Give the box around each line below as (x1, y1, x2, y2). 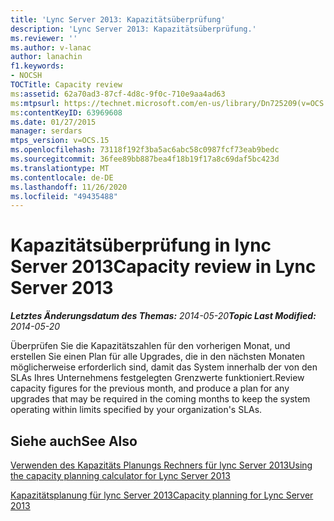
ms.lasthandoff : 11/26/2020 (10, 182, 128, 192)
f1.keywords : (10, 61, 65, 71)
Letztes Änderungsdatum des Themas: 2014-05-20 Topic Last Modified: (10, 310, 317, 322)
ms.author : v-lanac (10, 42, 92, 53)
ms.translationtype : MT (10, 163, 110, 173)
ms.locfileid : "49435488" (10, 191, 118, 201)
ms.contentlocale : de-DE (10, 172, 114, 183)
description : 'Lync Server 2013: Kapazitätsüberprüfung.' (10, 24, 257, 34)
